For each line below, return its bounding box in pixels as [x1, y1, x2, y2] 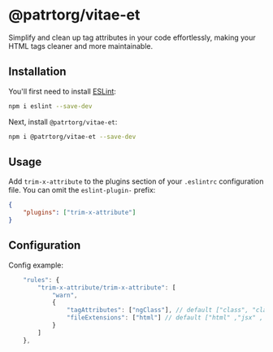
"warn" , [51, 291, 79, 299]
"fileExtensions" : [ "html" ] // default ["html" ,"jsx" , [66, 314, 264, 322]
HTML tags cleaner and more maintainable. [8, 41, 153, 50]
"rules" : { [23, 276, 60, 284]
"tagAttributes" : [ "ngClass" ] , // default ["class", [66, 306, 249, 315]
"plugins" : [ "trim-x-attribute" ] [23, 209, 136, 217]
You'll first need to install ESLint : [8, 86, 116, 96]
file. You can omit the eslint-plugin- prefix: [8, 185, 156, 195]
